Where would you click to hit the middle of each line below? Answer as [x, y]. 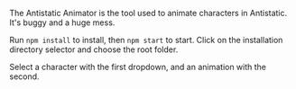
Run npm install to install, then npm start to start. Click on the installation [146, 40]
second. [24, 76]
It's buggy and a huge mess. [62, 22]
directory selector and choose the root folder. [94, 49]
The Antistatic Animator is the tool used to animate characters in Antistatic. [148, 13]
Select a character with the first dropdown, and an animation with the [138, 67]
